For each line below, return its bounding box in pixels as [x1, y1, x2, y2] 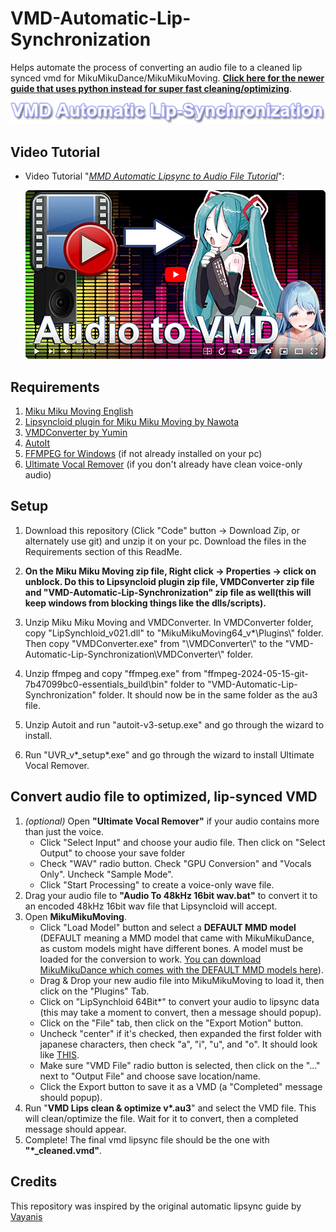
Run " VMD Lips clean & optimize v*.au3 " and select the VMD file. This [24, 1102, 317, 1114]
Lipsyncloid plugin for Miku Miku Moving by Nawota [24, 416, 240, 428]
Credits [10, 1173, 58, 1191]
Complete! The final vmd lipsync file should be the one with [24, 1133, 270, 1146]
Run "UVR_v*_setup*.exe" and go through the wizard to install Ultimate [24, 748, 315, 761]
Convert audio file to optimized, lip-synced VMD [10, 788, 318, 806]
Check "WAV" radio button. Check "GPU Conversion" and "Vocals [39, 857, 312, 869]
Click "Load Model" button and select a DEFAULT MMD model [39, 921, 297, 933]
